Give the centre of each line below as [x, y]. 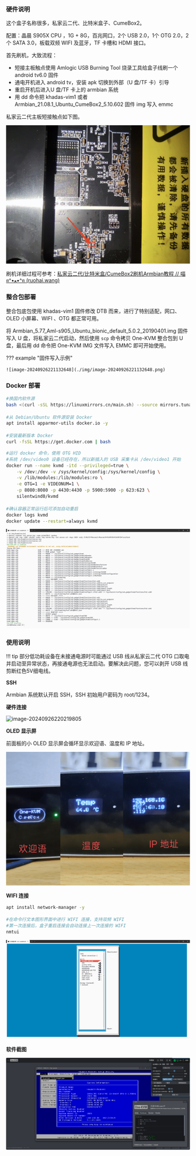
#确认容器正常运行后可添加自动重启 [42, 509]
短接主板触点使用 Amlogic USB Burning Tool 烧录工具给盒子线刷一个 [96, 68]
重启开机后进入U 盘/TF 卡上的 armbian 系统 [66, 90]
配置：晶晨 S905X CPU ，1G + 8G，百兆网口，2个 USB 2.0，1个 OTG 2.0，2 [97, 36]
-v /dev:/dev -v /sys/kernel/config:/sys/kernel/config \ [88, 472]
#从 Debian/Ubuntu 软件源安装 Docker [49, 417]
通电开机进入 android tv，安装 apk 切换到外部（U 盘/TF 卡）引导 [92, 83]
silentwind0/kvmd [38, 497]
